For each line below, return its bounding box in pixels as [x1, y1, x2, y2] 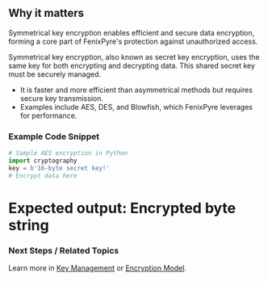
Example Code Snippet [8, 131, 99, 142]
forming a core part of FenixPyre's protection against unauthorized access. [8, 36, 258, 46]
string [8, 216, 50, 234]
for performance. [19, 111, 77, 120]
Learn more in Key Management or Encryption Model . [8, 263, 187, 273]
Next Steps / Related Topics [8, 245, 119, 256]
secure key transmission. [19, 93, 103, 103]
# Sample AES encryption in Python [8, 149, 128, 157]
